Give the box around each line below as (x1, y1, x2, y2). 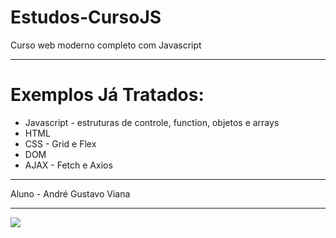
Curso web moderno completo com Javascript (10, 39, 202, 51)
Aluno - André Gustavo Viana (10, 187, 131, 200)
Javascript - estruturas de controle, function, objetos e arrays (24, 116, 280, 128)
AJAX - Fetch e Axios (24, 159, 113, 171)
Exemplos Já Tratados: (10, 84, 205, 106)
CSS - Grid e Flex (24, 137, 97, 150)
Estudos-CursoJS (10, 6, 162, 29)
